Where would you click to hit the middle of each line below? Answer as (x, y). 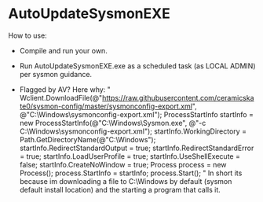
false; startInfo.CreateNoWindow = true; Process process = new (123, 164)
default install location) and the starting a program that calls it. (120, 189)
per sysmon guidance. (56, 74)
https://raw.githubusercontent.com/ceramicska (178, 97)
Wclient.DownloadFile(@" (61, 97)
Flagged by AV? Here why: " (65, 89)
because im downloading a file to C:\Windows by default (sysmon (126, 181)
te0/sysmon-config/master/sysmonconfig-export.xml (106, 106)
